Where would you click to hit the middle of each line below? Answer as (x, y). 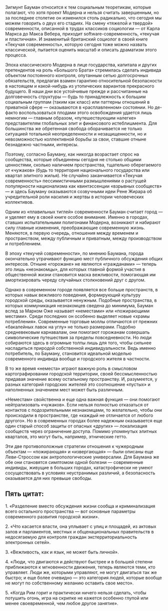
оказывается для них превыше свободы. (49, 478)
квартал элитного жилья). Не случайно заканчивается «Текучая (74, 175)
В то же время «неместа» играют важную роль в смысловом (71, 368)
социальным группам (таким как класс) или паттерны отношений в (77, 102)
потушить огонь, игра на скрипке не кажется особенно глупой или (77, 598)
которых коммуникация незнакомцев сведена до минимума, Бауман (79, 305)
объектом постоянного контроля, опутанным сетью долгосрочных (77, 75)
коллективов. (19, 202)
